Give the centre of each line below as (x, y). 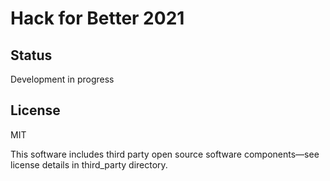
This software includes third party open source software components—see (165, 154)
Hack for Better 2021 (97, 18)
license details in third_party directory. (89, 164)
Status (31, 55)
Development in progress (62, 79)
